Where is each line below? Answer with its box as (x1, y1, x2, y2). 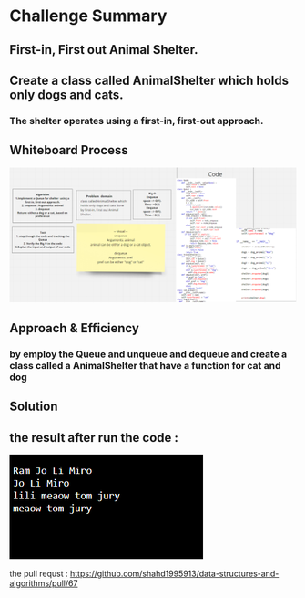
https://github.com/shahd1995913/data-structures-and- (69, 568, 280, 579)
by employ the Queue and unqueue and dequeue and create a (9, 348, 288, 361)
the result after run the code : (9, 430, 179, 446)
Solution (9, 399, 58, 414)
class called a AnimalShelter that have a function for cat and (9, 359, 281, 372)
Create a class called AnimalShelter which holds (9, 72, 290, 88)
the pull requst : (9, 568, 68, 579)
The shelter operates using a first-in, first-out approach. (9, 114, 264, 127)
